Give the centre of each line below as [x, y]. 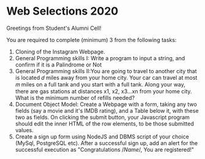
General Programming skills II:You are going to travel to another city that [106, 71]
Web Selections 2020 [62, 11]
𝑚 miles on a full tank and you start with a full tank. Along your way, [100, 84]
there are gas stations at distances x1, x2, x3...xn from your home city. [103, 91]
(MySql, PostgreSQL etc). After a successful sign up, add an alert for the [106, 143]
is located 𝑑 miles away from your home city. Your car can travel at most [106, 77]
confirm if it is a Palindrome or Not [58, 65]
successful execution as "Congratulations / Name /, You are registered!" [105, 149]
